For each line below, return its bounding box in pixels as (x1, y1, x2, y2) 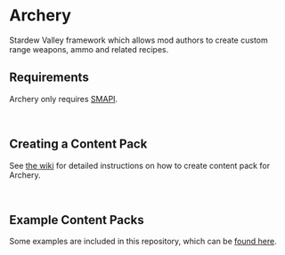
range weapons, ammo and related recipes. (9, 44, 169, 54)
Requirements (9, 70, 89, 85)
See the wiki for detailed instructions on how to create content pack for (9, 160, 270, 171)
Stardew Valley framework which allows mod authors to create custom (9, 35, 269, 45)
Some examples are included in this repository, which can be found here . (9, 236, 278, 247)
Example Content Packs (9, 212, 144, 227)
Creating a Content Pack (9, 137, 148, 152)
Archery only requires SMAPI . (9, 93, 118, 104)
